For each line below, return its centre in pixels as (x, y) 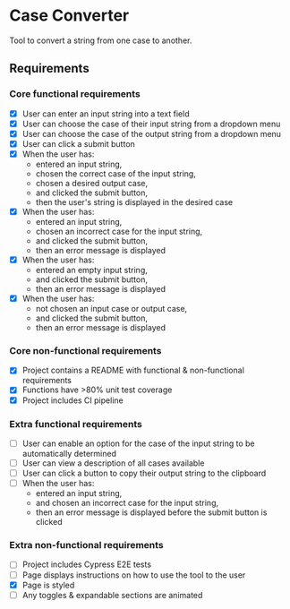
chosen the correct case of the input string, (116, 173)
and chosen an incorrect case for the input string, (127, 503)
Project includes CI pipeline (72, 400)
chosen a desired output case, (92, 183)
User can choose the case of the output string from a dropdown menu (152, 133)
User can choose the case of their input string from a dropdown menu (151, 124)
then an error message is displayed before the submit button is (151, 512)
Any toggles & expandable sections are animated (112, 595)
